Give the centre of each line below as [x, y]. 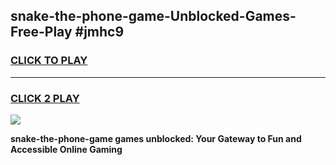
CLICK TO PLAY [49, 61]
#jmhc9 [99, 32]
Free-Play [41, 32]
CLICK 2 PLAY [45, 98]
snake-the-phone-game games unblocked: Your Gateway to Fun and [156, 138]
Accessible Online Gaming [66, 149]
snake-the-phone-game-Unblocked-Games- [153, 16]
